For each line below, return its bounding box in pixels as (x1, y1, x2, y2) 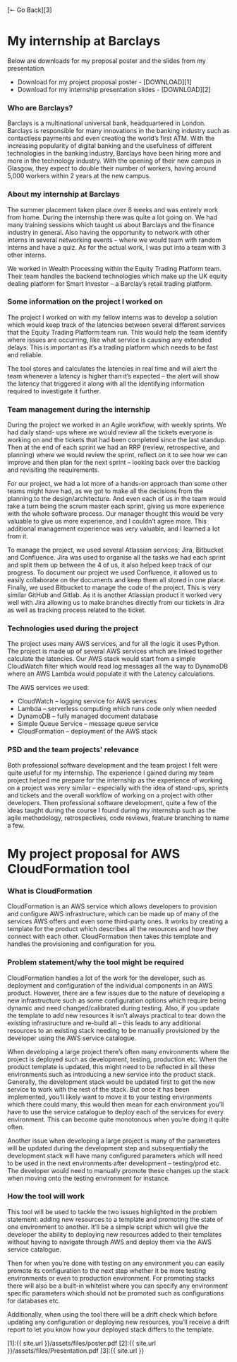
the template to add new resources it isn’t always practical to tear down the (7, 1011, 226, 1020)
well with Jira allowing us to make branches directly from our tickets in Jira (7, 599, 224, 607)
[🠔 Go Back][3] (7, 6, 52, 14)
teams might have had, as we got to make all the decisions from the (7, 487, 204, 495)
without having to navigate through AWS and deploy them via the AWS (7, 1237, 212, 1246)
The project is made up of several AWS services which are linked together (7, 647, 223, 656)
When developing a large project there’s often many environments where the (7, 1047, 230, 1056)
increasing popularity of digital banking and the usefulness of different (7, 142, 212, 150)
